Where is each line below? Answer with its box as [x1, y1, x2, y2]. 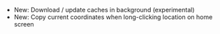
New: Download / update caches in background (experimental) [13, 6, 195, 14]
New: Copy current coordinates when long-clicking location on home [13, 13, 213, 21]
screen [13, 20, 34, 28]
